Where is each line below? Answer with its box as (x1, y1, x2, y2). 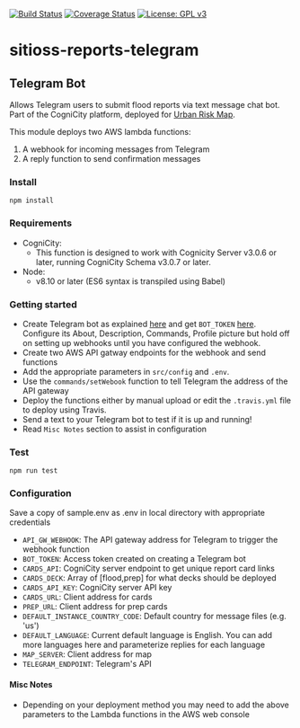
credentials (9, 517, 51, 528)
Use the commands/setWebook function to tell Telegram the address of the (22, 376, 288, 386)
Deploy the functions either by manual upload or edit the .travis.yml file (22, 395, 292, 405)
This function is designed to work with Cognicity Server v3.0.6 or (35, 247, 277, 258)
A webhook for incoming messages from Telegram (22, 144, 210, 155)
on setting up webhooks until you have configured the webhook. (22, 337, 261, 348)
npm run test (9, 466, 58, 475)
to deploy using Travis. (22, 404, 107, 415)
